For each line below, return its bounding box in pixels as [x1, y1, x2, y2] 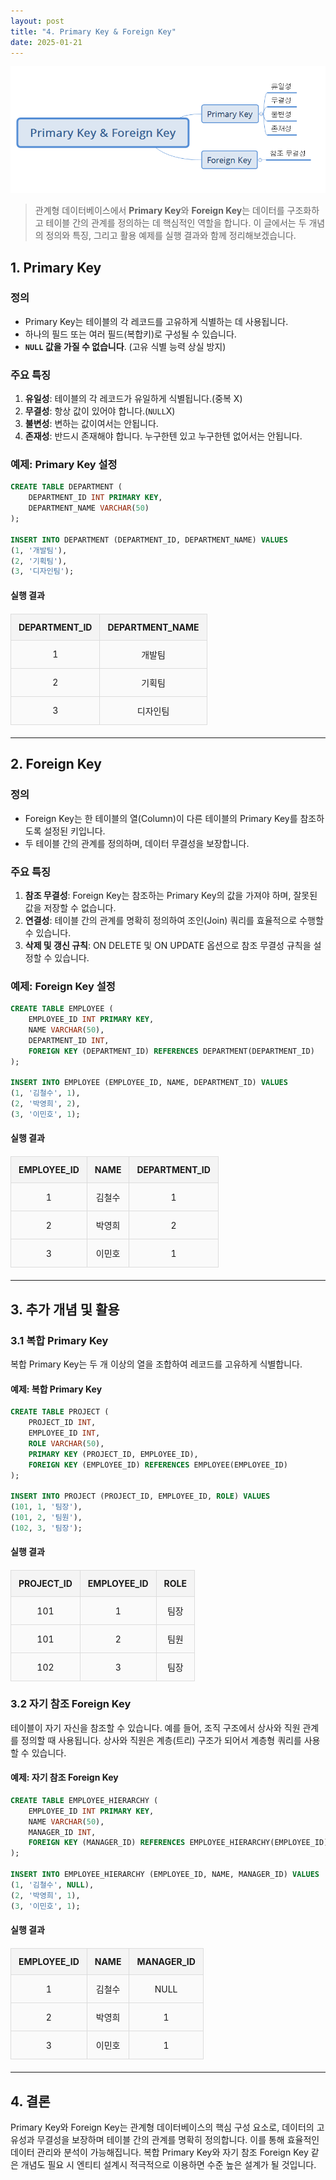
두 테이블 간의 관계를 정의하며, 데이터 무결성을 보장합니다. [24, 837, 250, 849]
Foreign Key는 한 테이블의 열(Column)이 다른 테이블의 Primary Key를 [24, 812, 298, 824]
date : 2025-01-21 [10, 37, 83, 47]
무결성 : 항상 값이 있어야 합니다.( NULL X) [24, 405, 176, 417]
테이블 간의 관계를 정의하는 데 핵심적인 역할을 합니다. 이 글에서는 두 [45, 217, 307, 229]
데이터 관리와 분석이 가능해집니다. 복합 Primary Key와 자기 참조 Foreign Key [10, 2146, 309, 2158]
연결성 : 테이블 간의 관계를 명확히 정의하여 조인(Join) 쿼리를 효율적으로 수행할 [24, 914, 324, 926]
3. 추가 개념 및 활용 [10, 1301, 120, 1318]
